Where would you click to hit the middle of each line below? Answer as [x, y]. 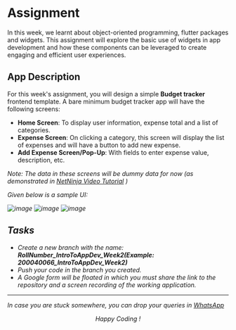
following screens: [34, 109]
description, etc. [41, 160]
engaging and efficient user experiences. [67, 55]
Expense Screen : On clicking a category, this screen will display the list [121, 137]
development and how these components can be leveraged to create [107, 47]
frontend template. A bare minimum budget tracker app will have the [106, 101]
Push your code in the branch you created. [79, 269]
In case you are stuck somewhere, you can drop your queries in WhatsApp [116, 305]
